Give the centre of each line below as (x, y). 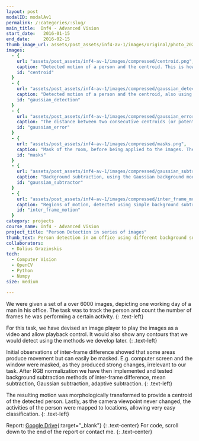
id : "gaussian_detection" (49, 100)
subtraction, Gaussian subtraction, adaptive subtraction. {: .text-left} (89, 384)
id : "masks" (31, 155)
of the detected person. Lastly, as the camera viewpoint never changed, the (99, 401)
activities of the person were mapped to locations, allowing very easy (91, 407)
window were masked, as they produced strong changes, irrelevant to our (96, 365)
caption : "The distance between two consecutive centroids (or (97, 122)
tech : (13, 254)
